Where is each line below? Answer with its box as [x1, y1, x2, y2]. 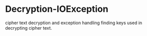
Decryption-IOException [5, 3, 109, 15]
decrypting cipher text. [5, 25, 52, 31]
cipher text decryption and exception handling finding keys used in [5, 20, 143, 26]
